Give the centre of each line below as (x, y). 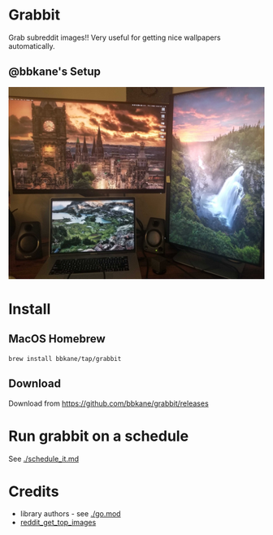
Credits (34, 492)
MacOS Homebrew (57, 339)
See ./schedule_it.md (44, 459)
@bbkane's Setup (55, 72)
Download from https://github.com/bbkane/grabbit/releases (108, 403)
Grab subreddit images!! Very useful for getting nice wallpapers (115, 37)
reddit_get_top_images (58, 523)
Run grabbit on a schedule (99, 436)
